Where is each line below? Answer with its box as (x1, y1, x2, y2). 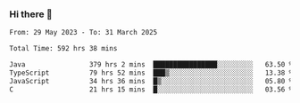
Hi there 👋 (9, 8, 54, 20)
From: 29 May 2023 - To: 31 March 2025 (9, 28, 158, 37)
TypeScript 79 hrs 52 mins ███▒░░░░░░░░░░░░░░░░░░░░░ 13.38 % (9, 68, 294, 77)
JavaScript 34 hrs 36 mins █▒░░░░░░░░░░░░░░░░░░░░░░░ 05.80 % (9, 76, 294, 85)
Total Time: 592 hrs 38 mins (9, 44, 118, 53)
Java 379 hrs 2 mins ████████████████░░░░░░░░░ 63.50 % (9, 60, 294, 69)
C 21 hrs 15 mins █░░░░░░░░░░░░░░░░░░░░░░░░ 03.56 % (9, 84, 294, 94)
